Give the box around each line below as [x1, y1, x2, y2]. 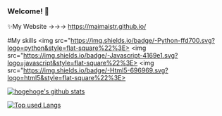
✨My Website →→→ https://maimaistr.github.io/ [7, 22, 147, 31]
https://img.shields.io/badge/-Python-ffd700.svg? [70, 37, 215, 45]
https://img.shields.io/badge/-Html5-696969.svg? [23, 66, 168, 75]
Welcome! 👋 [7, 6, 49, 16]
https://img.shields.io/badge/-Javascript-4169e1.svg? [23, 51, 178, 60]
